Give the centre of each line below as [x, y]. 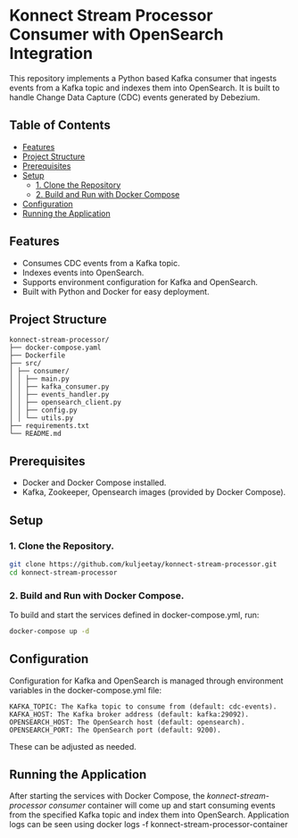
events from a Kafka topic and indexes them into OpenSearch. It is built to [145, 88]
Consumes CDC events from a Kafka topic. [101, 263]
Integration [51, 54]
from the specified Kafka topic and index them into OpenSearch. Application [149, 815]
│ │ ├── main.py [39, 379]
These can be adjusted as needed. [73, 746]
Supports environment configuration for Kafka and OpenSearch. [140, 281]
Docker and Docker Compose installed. [94, 482]
